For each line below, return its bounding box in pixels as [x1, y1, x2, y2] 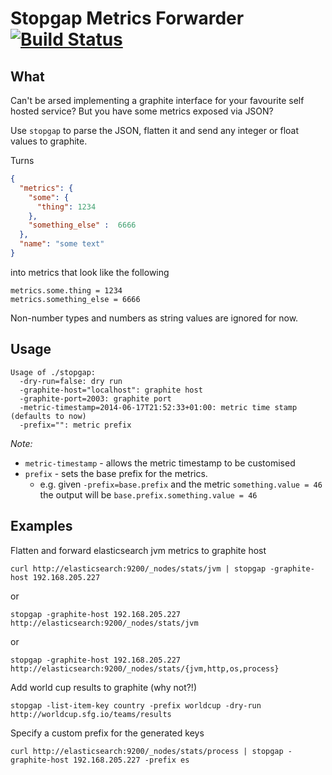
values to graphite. [10, 135, 88, 147]
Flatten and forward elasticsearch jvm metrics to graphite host [10, 544, 267, 556]
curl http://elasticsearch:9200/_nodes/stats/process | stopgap [10, 746, 284, 756]
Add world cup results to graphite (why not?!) [10, 681, 198, 693]
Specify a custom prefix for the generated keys [10, 727, 205, 739]
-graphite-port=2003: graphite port [19, 393, 172, 404]
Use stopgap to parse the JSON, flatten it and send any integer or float [10, 125, 300, 136]
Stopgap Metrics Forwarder [10, 7, 245, 30]
